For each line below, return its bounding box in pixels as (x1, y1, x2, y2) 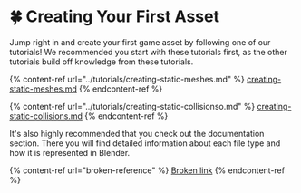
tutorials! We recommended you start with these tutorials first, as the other (9, 46, 288, 57)
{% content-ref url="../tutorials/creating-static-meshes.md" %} (9, 73, 245, 84)
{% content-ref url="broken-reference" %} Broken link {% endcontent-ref (9, 165, 286, 176)
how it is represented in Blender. (9, 147, 131, 158)
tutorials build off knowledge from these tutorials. (9, 56, 194, 67)
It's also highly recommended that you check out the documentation (9, 128, 265, 139)
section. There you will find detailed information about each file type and (9, 138, 281, 149)
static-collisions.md (9, 111, 83, 121)
